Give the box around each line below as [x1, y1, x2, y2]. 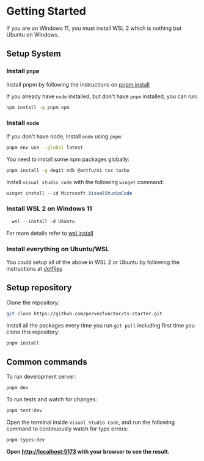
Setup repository [6, 282, 72, 293]
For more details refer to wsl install [6, 229, 93, 237]
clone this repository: [6, 328, 60, 335]
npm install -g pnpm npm [6, 104, 70, 110]
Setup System [6, 49, 61, 59]
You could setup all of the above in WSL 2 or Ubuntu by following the [6, 258, 180, 266]
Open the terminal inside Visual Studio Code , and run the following [6, 419, 175, 426]
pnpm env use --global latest [6, 145, 84, 151]
